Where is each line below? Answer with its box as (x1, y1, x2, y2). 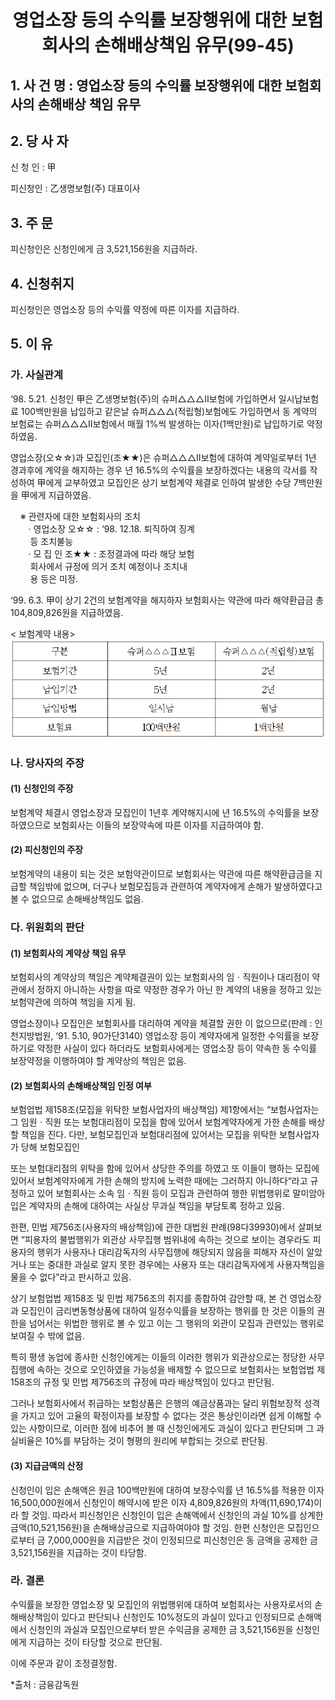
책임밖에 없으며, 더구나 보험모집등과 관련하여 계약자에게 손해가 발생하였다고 (28, 881, 323, 892)
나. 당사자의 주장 (10, 756, 85, 770)
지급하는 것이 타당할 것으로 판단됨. (28, 1636, 163, 1648)
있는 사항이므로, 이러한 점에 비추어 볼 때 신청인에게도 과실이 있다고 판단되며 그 (10, 1422, 315, 1435)
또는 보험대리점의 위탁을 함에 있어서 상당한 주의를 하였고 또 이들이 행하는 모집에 (10, 1162, 320, 1175)
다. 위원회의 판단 (10, 920, 85, 934)
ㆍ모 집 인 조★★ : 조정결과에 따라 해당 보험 (24, 547, 195, 560)
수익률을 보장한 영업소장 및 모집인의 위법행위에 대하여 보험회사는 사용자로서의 (10, 1598, 313, 1610)
